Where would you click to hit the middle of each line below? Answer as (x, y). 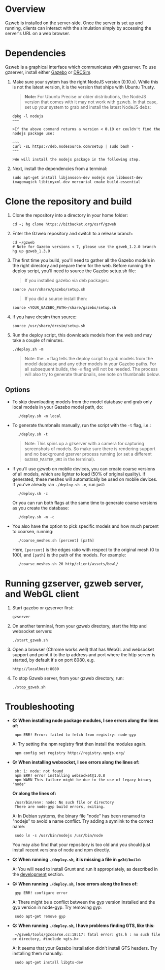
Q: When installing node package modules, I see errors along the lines (85, 720)
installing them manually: (37, 953)
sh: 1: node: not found (39, 771)
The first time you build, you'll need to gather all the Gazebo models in (83, 260)
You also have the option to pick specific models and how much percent (85, 526)
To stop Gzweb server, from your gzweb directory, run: (68, 678)
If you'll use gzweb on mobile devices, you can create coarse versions (83, 468)
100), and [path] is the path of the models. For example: (69, 555)
